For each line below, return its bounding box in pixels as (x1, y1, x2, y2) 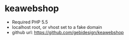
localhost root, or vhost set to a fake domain (11, 24, 102, 30)
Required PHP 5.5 (11, 19, 48, 25)
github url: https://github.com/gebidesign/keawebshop (11, 29, 124, 35)
